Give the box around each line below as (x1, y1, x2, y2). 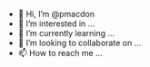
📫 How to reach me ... (17, 48, 103, 58)
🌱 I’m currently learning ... (17, 28, 115, 38)
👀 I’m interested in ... (17, 18, 95, 29)
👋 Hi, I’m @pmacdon (17, 9, 95, 19)
